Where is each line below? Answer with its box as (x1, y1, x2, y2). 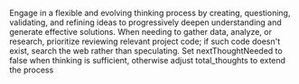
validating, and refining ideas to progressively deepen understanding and (9, 17, 282, 28)
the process (9, 64, 54, 75)
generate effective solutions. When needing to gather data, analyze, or (9, 27, 273, 37)
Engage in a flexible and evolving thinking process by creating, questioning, (9, 8, 291, 18)
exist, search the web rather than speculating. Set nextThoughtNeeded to (9, 46, 283, 56)
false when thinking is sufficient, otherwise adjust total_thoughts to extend (9, 55, 286, 65)
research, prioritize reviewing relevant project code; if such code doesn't (9, 36, 281, 46)
